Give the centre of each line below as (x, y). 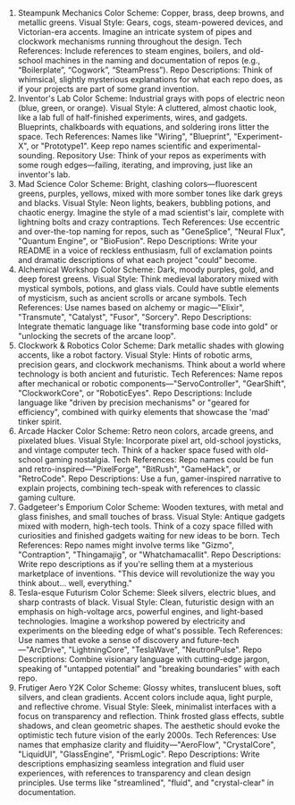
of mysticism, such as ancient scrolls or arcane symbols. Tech (132, 298)
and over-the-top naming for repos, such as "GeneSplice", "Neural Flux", (152, 231)
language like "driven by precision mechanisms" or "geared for (134, 402)
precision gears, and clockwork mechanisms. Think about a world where (152, 364)
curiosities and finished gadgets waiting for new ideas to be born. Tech (148, 535)
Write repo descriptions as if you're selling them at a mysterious (135, 564)
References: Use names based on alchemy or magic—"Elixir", (131, 307)
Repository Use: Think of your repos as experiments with (161, 155)
